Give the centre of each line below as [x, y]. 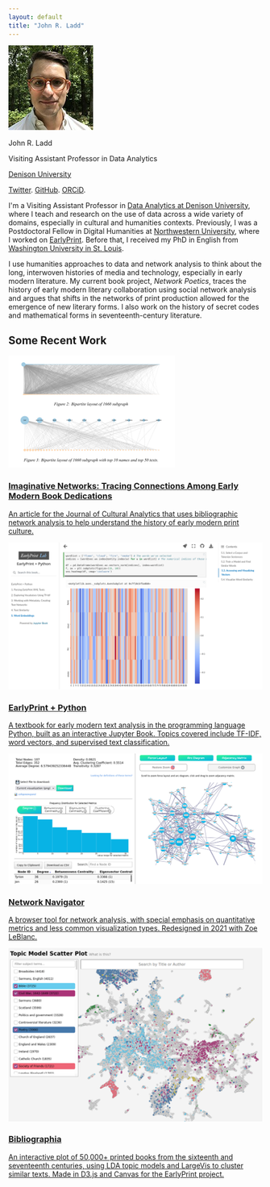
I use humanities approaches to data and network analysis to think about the [135, 264]
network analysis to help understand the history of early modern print [124, 522]
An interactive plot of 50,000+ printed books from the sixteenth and [121, 1156]
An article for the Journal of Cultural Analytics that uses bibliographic [123, 514]
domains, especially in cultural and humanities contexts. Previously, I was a [133, 223]
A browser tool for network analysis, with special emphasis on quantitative [132, 919]
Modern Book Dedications [60, 496]
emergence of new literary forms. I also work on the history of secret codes [134, 306]
